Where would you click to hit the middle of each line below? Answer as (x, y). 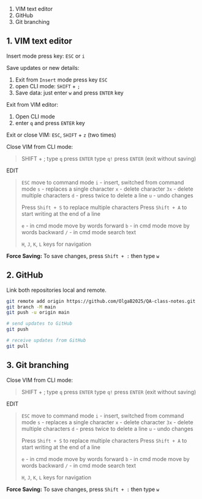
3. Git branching (38, 365)
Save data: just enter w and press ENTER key (69, 93)
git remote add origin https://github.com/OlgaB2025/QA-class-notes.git (101, 301)
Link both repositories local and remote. (57, 290)
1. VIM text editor (39, 41)
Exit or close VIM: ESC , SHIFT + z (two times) (61, 135)
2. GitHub (25, 275)
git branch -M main (31, 307)
